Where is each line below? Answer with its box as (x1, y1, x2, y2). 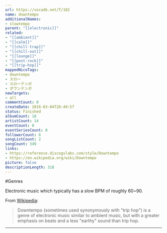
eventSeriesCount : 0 (5, 127, 48, 132)
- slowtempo (5, 21, 30, 26)
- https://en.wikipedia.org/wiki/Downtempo (5, 155, 97, 160)
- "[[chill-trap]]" (5, 44, 46, 49)
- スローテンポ (5, 81, 32, 86)
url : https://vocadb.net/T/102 (5, 7, 70, 12)
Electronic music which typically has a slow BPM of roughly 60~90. (5, 188, 143, 194)
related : (5, 30, 23, 35)
